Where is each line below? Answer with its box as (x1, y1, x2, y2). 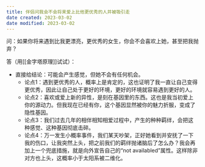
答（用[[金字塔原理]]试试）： (6, 58, 76, 66)
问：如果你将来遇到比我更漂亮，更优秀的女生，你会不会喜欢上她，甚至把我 (6, 38, 193, 45)
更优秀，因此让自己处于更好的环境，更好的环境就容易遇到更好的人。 (24, 86, 196, 94)
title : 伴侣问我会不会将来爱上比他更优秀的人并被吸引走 (6, 9, 130, 15)
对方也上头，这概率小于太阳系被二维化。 (24, 154, 126, 162)
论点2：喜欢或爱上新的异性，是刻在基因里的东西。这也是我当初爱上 (24, 94, 194, 101)
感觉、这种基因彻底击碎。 (29, 124, 95, 131)
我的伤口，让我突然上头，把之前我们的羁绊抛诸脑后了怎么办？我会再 (24, 139, 196, 146)
